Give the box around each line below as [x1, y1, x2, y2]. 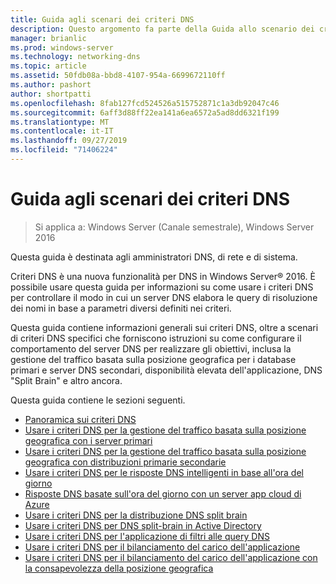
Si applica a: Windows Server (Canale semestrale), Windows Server [34, 221, 315, 233]
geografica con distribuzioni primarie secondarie [24, 456, 227, 468]
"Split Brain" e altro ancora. [10, 374, 123, 386]
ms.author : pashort [10, 80, 92, 90]
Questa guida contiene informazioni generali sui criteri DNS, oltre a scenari [10, 321, 319, 333]
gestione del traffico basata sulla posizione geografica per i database [10, 353, 297, 365]
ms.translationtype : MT [10, 117, 110, 127]
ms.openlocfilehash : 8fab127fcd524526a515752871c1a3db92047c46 [10, 98, 280, 108]
